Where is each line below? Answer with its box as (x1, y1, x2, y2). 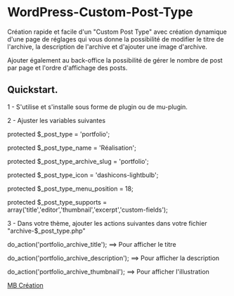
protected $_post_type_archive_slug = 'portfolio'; (7, 157, 149, 165)
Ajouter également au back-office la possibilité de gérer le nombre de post (7, 56, 223, 64)
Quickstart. (7, 84, 58, 96)
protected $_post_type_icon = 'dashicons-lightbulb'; (7, 170, 159, 179)
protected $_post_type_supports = (7, 198, 108, 206)
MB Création (7, 281, 44, 289)
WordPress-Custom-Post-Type (7, 4, 193, 20)
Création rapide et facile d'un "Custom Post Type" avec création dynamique (7, 27, 227, 36)
